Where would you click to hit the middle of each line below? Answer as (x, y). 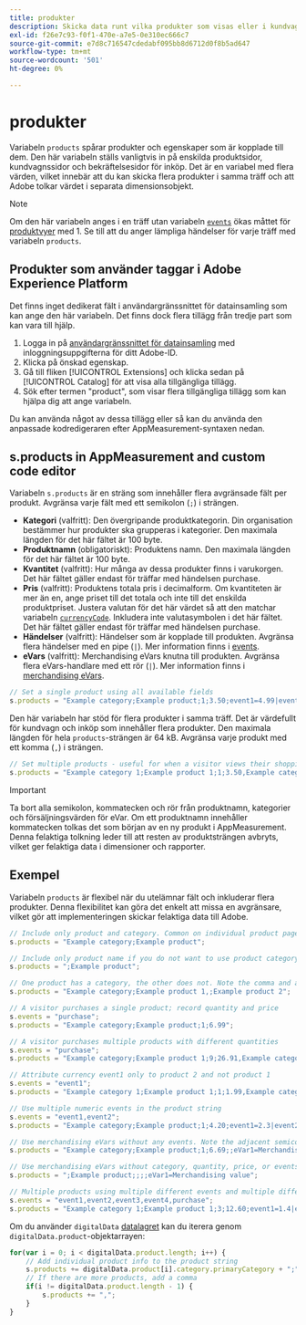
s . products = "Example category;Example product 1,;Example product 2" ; (150, 992)
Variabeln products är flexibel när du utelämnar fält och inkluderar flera (142, 897)
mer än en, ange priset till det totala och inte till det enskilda (135, 598)
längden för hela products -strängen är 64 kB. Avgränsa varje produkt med (148, 738)
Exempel (35, 876)
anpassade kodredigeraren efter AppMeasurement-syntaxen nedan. (138, 428)
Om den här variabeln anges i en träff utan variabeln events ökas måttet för (150, 221)
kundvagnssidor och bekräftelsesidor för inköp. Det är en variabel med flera (152, 166)
